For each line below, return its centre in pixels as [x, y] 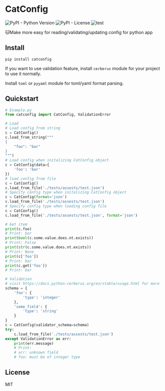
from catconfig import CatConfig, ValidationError [58, 115]
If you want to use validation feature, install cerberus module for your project [82, 68]
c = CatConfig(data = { [27, 165]
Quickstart [22, 99]
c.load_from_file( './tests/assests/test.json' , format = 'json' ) [71, 215]
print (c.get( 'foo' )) [26, 266]
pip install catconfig [28, 59]
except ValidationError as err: [38, 339]
